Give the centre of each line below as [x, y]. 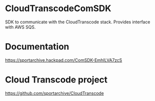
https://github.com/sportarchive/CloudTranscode [54, 93]
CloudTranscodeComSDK [58, 8]
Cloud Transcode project [56, 80]
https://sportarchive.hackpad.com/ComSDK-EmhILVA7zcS [64, 60]
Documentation [37, 47]
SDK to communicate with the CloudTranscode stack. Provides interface [77, 22]
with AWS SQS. [20, 27]
